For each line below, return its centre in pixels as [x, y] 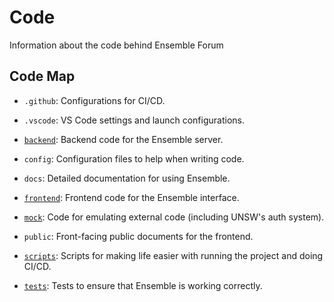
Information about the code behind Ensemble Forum [116, 45]
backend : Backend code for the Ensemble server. [123, 139]
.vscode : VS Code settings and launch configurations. [134, 120]
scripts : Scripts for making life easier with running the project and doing [173, 255]
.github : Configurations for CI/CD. [94, 100]
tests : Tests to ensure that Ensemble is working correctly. [143, 285]
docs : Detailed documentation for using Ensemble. [127, 178]
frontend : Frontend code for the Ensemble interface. [131, 197]
